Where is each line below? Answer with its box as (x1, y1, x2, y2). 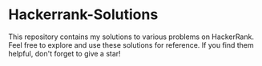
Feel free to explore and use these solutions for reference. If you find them (8, 40, 254, 49)
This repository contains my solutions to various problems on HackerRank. (8, 32, 255, 41)
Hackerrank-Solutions (8, 6, 159, 24)
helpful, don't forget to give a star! (8, 49, 122, 58)
